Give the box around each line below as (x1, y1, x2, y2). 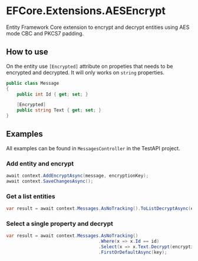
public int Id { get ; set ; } (16, 91, 88, 97)
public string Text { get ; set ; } (16, 107, 101, 113)
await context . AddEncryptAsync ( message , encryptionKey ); (6, 173, 149, 179)
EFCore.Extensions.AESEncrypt (6, 4, 166, 18)
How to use (6, 47, 48, 57)
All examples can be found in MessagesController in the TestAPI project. (6, 144, 181, 151)
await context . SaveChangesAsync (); (6, 178, 94, 184)
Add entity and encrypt (6, 159, 74, 167)
